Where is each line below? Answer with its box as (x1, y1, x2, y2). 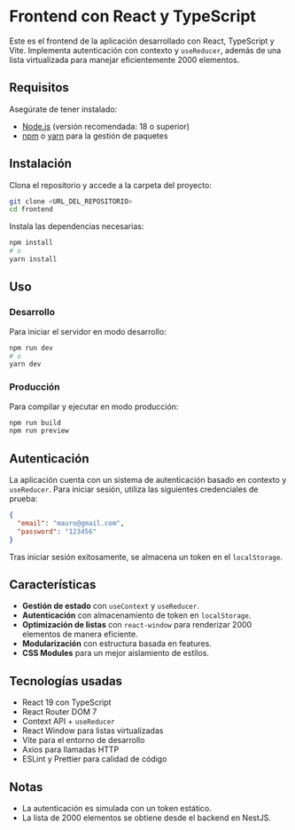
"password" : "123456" (17, 526, 97, 536)
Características (9, 577, 97, 592)
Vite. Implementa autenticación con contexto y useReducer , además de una (9, 44, 282, 55)
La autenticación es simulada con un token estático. (21, 803, 213, 814)
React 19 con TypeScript (21, 697, 112, 707)
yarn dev (9, 360, 42, 369)
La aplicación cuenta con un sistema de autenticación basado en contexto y (9, 475, 287, 486)
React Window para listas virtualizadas (21, 725, 164, 736)
